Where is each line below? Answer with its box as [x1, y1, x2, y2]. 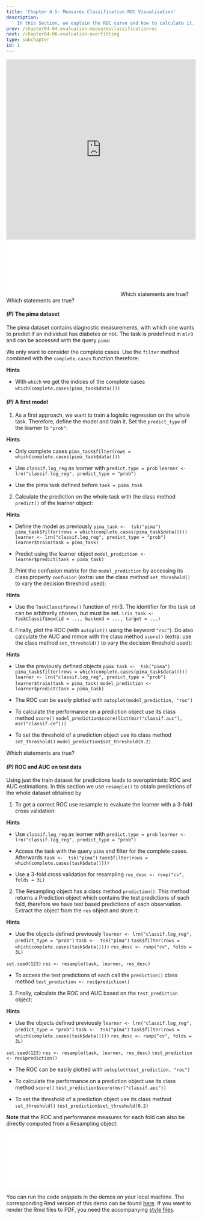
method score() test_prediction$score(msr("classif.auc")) [14, 1084, 167, 1092]
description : [6, 14, 39, 20]
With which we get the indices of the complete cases [14, 378, 145, 385]
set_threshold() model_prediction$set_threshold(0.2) [14, 739, 151, 745]
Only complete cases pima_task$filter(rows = [14, 447, 131, 455]
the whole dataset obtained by [6, 789, 82, 797]
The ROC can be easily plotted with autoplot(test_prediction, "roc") [14, 1066, 191, 1073]
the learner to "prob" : [14, 425, 68, 432]
